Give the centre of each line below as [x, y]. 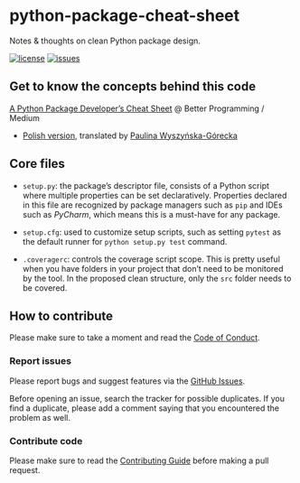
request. [25, 469]
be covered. [45, 288]
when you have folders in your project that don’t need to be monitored [153, 268]
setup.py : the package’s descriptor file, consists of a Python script [145, 185]
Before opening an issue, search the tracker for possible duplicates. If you [147, 398]
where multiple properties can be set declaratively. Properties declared [155, 195]
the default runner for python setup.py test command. [125, 241]
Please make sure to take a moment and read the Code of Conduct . [135, 338]
